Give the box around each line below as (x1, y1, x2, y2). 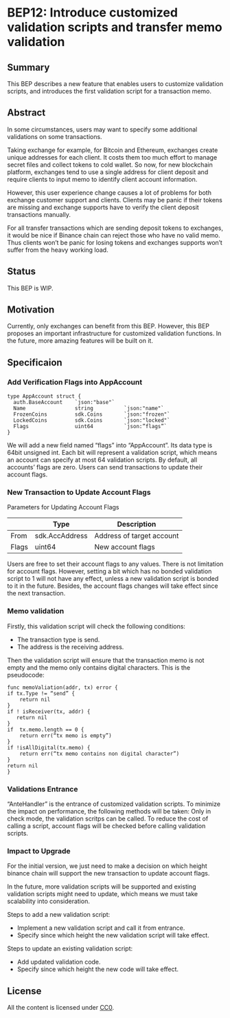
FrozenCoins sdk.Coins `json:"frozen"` (13, 411, 170, 418)
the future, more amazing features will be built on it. (7, 337, 153, 345)
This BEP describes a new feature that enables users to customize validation (7, 80, 224, 87)
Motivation (7, 304, 55, 316)
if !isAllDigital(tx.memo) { (7, 744, 91, 751)
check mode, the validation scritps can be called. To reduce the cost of (7, 814, 209, 823)
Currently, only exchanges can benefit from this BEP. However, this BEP (7, 322, 210, 330)
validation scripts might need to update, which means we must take (7, 890, 198, 898)
